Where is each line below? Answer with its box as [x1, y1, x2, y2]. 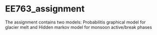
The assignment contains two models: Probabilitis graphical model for [5, 19, 146, 25]
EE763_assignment [5, 3, 85, 14]
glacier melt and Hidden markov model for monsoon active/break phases [5, 24, 153, 30]
